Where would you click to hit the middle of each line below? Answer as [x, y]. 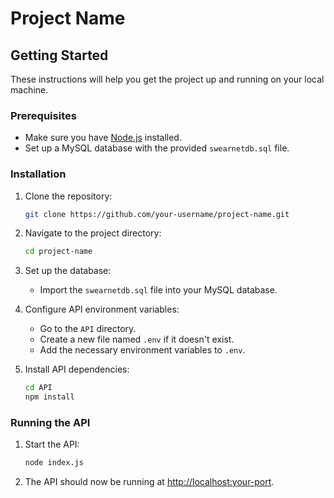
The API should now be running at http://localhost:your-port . [149, 482]
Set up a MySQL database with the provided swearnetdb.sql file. [157, 148]
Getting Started [59, 55]
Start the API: [52, 444]
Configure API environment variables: [102, 309]
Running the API [50, 423]
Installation [38, 174]
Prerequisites [43, 115]
